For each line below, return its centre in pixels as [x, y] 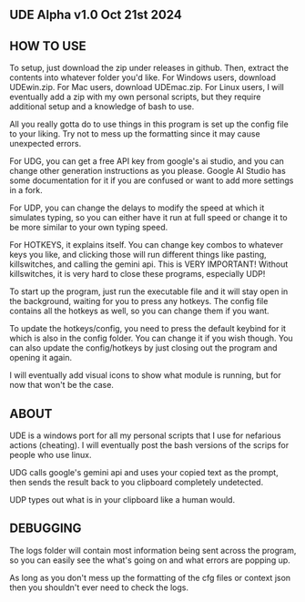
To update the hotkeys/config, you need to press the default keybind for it [148, 329]
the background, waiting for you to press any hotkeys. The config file [139, 301]
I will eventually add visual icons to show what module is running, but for [145, 375]
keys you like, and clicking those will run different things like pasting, [138, 255]
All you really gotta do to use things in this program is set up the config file [149, 124]
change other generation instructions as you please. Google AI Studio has [148, 171]
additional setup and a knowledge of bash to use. [102, 107]
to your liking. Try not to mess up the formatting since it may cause [135, 134]
